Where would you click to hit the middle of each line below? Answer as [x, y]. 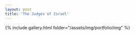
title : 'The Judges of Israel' [37, 14]
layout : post [18, 9]
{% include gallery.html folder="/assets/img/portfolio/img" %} [68, 27]
